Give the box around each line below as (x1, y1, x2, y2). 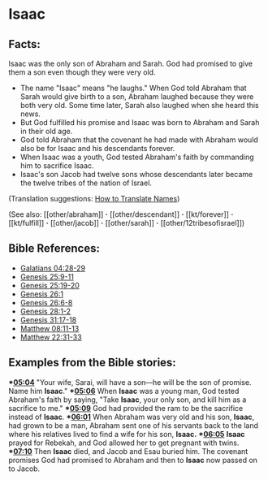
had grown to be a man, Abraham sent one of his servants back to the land (8, 420, 258, 430)
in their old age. (19, 127, 73, 136)
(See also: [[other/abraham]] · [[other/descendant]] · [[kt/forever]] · (8, 210, 234, 219)
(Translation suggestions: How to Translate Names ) (8, 194, 180, 203)
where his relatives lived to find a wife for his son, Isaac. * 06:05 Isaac (8, 429, 245, 439)
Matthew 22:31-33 (19, 332, 83, 342)
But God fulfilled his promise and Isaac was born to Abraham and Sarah (19, 118, 260, 127)
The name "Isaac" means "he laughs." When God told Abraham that (19, 83, 247, 93)
